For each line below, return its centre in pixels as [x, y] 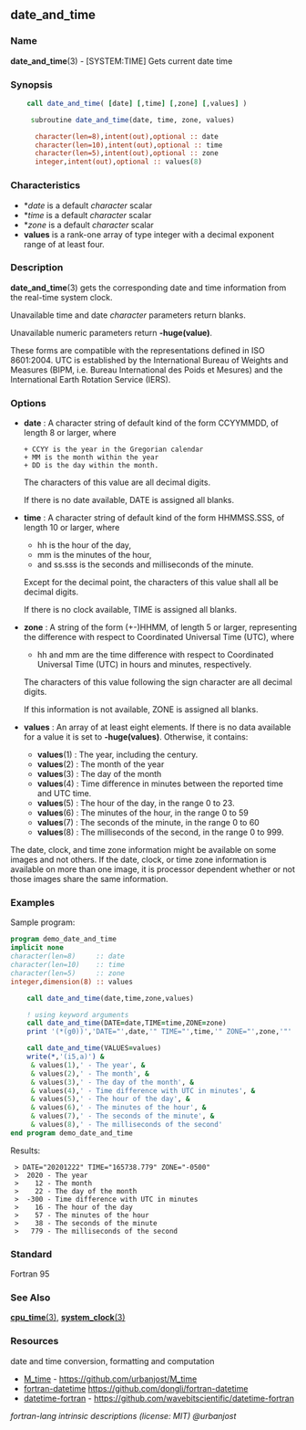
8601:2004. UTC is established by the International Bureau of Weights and [149, 360]
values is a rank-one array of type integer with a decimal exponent [148, 234]
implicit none [37, 948]
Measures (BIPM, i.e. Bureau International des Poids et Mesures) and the [147, 370]
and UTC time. [64, 794]
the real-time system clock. [61, 297]
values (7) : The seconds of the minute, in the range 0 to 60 [148, 823]
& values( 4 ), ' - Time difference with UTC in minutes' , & [143, 1090]
